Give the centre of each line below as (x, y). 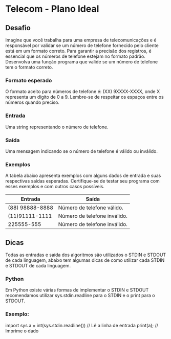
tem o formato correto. (29, 67)
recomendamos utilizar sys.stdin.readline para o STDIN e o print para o (80, 296)
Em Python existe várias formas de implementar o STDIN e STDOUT (77, 290)
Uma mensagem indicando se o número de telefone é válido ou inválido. (81, 151)
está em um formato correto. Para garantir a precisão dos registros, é (79, 51)
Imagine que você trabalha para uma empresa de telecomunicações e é (81, 40)
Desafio (18, 28)
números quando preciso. (33, 102)
